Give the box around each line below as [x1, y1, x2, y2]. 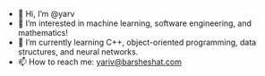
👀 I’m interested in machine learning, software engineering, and [17, 18, 252, 29]
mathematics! [17, 28, 69, 38]
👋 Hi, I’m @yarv [17, 9, 75, 19]
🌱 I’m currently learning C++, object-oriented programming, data [17, 37, 257, 47]
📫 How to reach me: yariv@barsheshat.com [17, 56, 182, 67]
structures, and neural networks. [17, 46, 139, 57]
